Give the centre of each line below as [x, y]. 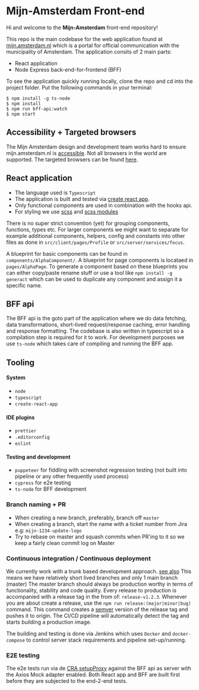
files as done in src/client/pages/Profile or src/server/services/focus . [95, 242]
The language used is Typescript [55, 193]
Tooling [20, 362]
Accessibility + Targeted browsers [71, 132]
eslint [23, 444]
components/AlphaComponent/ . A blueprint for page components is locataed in [100, 260]
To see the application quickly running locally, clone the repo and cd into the [99, 81]
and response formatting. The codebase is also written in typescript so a [95, 331]
